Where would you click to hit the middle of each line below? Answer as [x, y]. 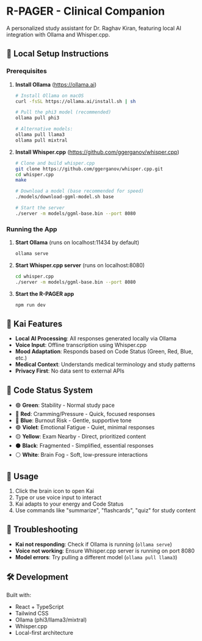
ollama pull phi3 [37, 118]
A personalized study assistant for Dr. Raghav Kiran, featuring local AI [94, 28]
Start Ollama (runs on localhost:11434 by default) [77, 243]
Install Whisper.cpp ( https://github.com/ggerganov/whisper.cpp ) [97, 152]
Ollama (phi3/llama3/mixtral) [51, 620]
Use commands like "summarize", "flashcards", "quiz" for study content [106, 510]
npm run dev [30, 305]
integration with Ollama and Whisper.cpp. [58, 34]
